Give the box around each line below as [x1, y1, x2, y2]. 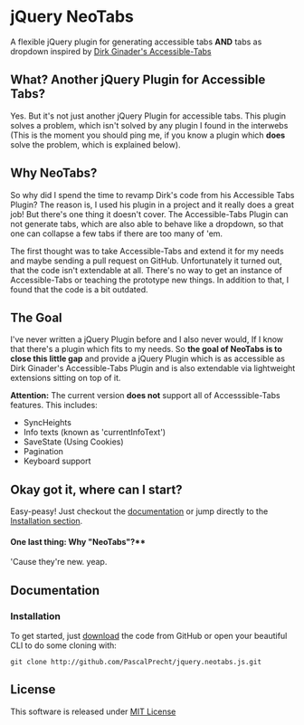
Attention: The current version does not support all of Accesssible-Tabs [10, 390, 280, 401]
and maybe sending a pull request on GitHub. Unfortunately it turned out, [10, 255, 283, 266]
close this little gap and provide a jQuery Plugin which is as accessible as [10, 353, 286, 364]
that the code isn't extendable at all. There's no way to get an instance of [10, 264, 283, 275]
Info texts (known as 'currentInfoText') [23, 427, 166, 438]
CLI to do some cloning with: [10, 640, 117, 651]
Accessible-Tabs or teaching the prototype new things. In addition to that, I [10, 274, 289, 285]
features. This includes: [10, 400, 98, 411]
